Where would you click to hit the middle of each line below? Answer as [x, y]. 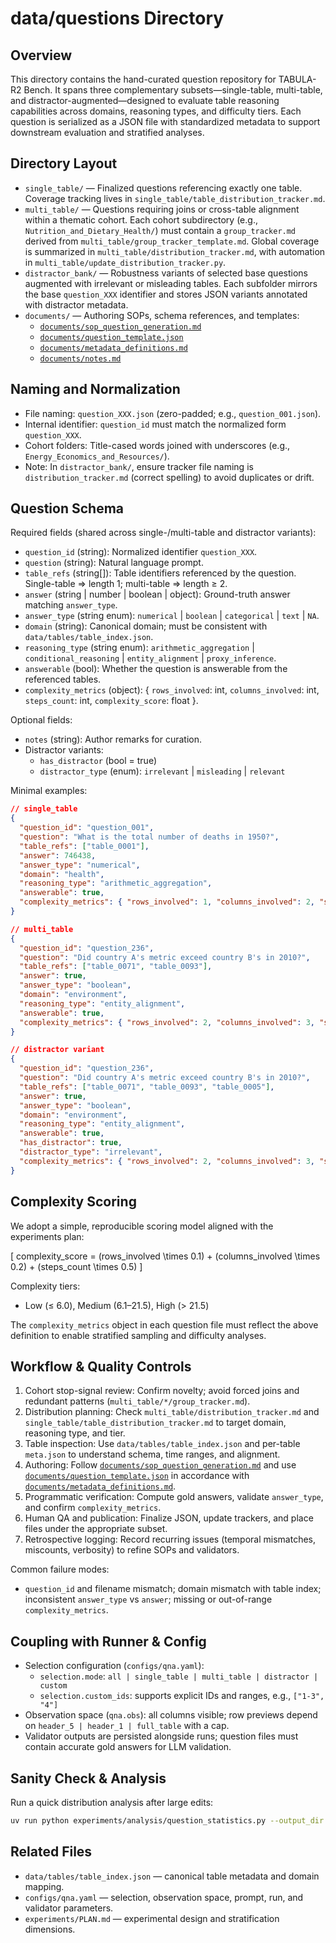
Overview [41, 55]
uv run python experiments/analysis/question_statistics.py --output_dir [167, 1820]
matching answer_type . [71, 605]
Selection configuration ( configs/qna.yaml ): [114, 1666]
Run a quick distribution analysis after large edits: [112, 1802]
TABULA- [297, 79]
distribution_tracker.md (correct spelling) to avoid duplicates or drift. [169, 477]
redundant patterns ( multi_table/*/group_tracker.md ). [137, 1401]
